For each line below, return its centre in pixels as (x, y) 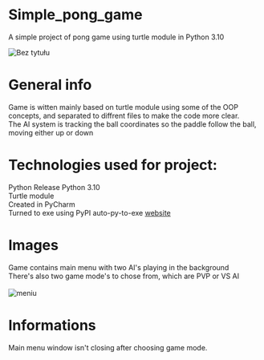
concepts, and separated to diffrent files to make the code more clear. (124, 115)
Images (33, 245)
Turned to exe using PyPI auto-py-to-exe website (89, 212)
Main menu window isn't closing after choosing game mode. (108, 347)
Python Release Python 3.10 (54, 187)
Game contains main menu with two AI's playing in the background (119, 267)
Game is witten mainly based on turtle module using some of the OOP (124, 107)
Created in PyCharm (42, 204)
